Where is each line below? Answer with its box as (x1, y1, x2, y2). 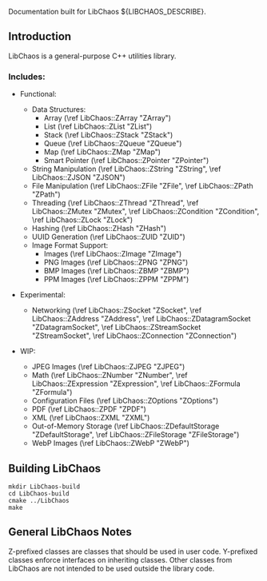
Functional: (19, 90, 58, 99)
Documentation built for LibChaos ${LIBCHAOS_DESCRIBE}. (8, 7, 206, 16)
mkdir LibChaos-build (8, 483, 81, 491)
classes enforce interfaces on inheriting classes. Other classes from (8, 555, 233, 564)
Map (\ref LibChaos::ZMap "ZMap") (43, 147, 161, 157)
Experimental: (19, 290, 66, 300)
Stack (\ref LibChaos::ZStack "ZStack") (43, 130, 173, 140)
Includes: (8, 71, 46, 82)
